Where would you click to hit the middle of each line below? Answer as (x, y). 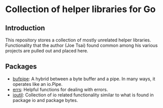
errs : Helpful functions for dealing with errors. (60, 89)
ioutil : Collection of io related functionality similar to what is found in (83, 95)
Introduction (25, 28)
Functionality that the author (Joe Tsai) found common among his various (82, 45)
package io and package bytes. (45, 100)
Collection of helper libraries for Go (80, 9)
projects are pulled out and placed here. (47, 51)
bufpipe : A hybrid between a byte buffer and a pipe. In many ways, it (84, 79)
